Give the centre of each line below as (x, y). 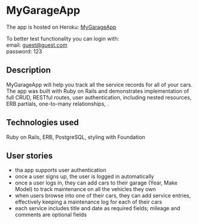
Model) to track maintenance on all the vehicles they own (85, 189)
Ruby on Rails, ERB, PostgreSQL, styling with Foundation (76, 137)
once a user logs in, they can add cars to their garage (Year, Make (96, 183)
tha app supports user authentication (60, 170)
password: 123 (24, 51)
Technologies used (42, 122)
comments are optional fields (51, 215)
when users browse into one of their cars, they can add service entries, (103, 196)
